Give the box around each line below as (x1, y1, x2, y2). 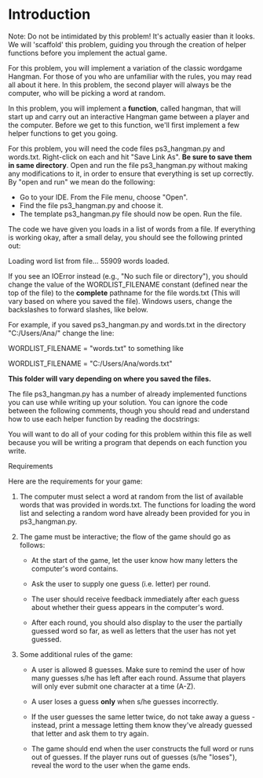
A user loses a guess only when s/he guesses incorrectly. (31, 696, 219, 706)
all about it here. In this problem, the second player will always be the (8, 80, 232, 89)
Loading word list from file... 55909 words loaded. (8, 256, 170, 265)
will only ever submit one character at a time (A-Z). (31, 681, 196, 691)
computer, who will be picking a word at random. (8, 88, 166, 97)
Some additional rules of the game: (19, 649, 133, 659)
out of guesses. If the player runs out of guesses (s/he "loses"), (31, 752, 238, 762)
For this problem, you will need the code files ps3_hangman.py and (8, 144, 225, 153)
